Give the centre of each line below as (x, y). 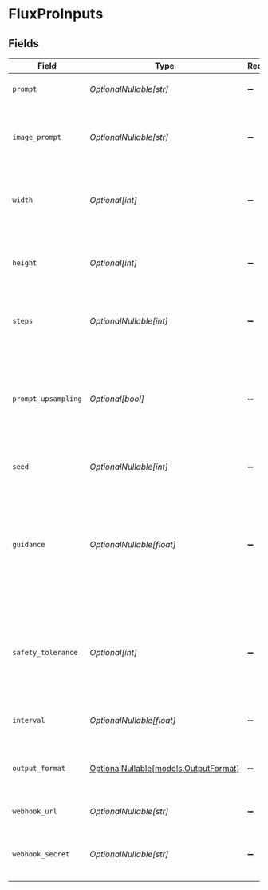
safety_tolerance (45, 652)
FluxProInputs (56, 14)
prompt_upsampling (47, 399)
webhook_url (35, 811)
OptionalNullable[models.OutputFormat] (165, 768)
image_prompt (37, 137)
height (25, 263)
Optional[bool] (117, 399)
